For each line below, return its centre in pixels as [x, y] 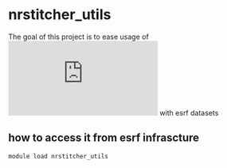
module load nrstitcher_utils [59, 156]
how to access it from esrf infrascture [104, 138]
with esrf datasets [189, 112]
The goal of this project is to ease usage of [78, 37]
